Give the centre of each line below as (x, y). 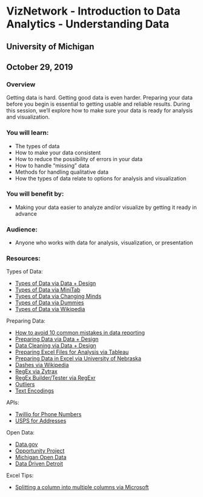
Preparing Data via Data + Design (57, 339)
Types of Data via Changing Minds (58, 296)
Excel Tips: (20, 476)
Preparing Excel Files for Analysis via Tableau (72, 352)
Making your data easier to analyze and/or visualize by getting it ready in (106, 207)
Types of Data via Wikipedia (50, 309)
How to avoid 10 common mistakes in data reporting (80, 333)
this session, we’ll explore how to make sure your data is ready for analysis (99, 111)
